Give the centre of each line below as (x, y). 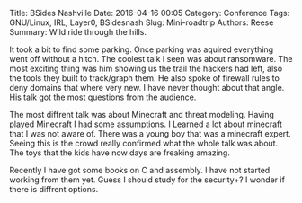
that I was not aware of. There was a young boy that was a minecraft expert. (150, 133)
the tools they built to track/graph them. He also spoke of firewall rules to (145, 78)
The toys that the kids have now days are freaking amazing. (120, 153)
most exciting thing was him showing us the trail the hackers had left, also (146, 68)
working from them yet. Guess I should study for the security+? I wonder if (147, 180)
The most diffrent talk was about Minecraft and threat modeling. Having (142, 115)
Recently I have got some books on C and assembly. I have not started (140, 170)
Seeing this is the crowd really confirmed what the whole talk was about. (144, 143)
